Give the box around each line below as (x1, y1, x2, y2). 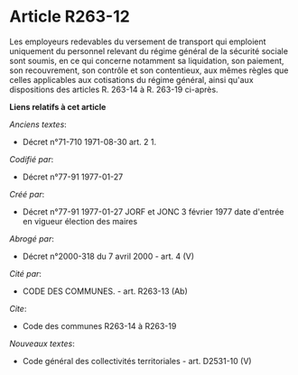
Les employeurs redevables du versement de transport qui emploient (9, 36, 266, 47)
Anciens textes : (9, 119, 68, 130)
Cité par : (9, 268, 42, 279)
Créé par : (9, 188, 45, 199)
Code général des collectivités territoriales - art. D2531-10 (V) (22, 355, 252, 366)
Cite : (9, 303, 27, 314)
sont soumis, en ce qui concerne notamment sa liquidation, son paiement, (9, 55, 284, 66)
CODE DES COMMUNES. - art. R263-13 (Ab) (22, 286, 188, 297)
